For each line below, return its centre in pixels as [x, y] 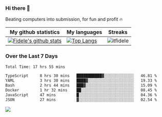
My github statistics [35, 32]
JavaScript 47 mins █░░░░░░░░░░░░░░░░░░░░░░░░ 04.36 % [81, 95]
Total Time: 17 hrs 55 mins [35, 67]
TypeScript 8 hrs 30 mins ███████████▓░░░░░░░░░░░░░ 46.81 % [81, 76]
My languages [84, 32]
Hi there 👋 [18, 8]
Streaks [118, 32]
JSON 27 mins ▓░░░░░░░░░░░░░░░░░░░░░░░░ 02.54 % [81, 100]
